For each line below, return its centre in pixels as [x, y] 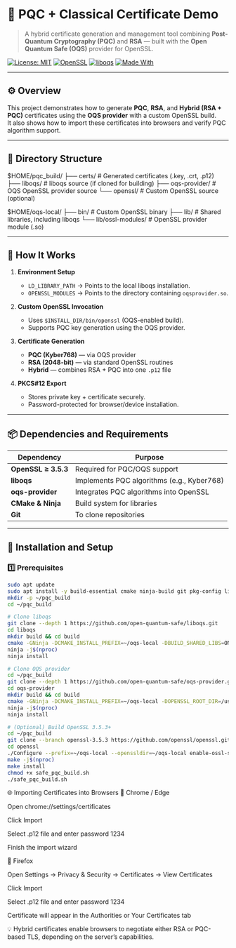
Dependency [39, 458]
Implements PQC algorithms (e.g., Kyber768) [149, 481]
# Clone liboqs [29, 617]
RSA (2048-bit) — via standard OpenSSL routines [100, 362]
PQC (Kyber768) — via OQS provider [82, 355]
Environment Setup [46, 272]
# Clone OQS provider [39, 669]
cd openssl [23, 747]
